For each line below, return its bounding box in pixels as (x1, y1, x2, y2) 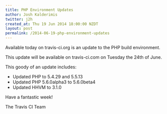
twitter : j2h (5, 17, 33, 22)
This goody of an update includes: (5, 64, 77, 70)
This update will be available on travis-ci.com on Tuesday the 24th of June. (5, 54, 162, 60)
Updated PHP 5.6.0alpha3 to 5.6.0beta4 (12, 79, 96, 85)
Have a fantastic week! (5, 94, 53, 100)
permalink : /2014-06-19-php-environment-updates (5, 31, 110, 36)
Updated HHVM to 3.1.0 (12, 84, 62, 90)
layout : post (5, 26, 33, 31)
